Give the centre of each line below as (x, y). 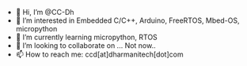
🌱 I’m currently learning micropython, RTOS (87, 37)
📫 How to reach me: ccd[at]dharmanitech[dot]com (99, 54)
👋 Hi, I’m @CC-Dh (45, 12)
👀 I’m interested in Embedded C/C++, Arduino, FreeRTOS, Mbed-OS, (127, 20)
